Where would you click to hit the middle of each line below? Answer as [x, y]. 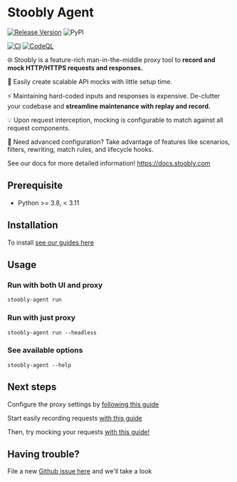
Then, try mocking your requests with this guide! [79, 431]
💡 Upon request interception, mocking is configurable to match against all [115, 120]
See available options [45, 350]
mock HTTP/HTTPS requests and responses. [75, 68]
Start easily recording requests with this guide [75, 418]
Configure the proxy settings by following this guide [83, 404]
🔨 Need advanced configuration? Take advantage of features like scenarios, [118, 142]
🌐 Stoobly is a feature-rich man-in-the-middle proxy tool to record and [111, 60]
